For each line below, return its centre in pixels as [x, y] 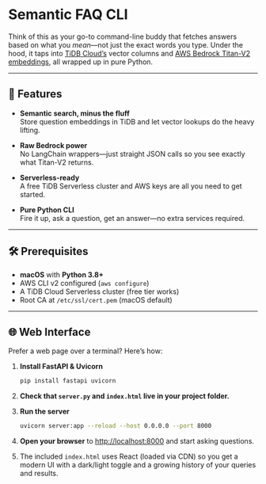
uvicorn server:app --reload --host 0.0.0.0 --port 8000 [116, 426]
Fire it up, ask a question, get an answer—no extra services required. [132, 218]
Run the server [44, 412]
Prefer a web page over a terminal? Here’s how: [85, 351]
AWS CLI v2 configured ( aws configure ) [84, 283]
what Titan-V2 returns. [57, 162]
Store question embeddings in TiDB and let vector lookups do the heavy [137, 121]
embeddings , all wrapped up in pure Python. [80, 62]
